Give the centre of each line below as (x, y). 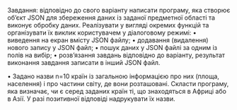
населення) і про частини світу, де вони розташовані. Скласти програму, (118, 84)
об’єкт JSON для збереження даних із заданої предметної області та (111, 18)
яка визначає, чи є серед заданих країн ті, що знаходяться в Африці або (117, 91)
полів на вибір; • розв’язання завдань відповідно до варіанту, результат (116, 55)
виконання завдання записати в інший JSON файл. (84, 62)
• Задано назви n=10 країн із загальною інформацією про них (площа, (113, 76)
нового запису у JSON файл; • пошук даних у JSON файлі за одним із (112, 48)
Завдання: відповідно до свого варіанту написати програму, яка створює (119, 10)
